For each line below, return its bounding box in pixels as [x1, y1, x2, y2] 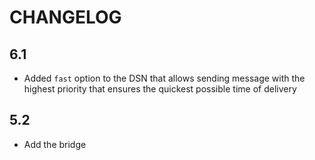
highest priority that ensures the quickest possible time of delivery [23, 83, 297, 95]
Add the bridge [23, 138, 87, 150]
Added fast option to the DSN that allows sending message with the [23, 72, 306, 84]
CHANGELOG [9, 6, 122, 29]
